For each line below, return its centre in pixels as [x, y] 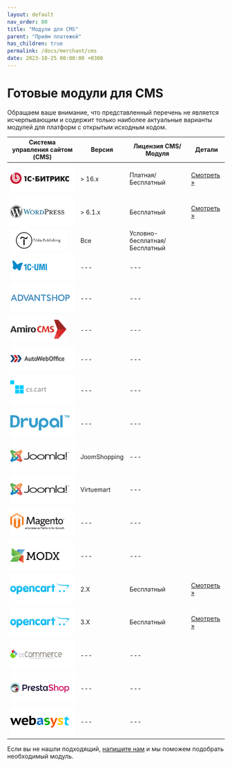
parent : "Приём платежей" [44, 37]
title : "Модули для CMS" [43, 29]
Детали [206, 150]
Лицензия [148, 146]
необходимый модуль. [40, 756]
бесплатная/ [148, 241]
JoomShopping [102, 456]
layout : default [30, 14]
